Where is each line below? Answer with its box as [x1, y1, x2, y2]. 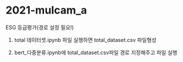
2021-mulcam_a [5, 4, 88, 17]
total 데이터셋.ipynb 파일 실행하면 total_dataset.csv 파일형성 [14, 36, 157, 43]
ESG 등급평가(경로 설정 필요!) [5, 24, 74, 31]
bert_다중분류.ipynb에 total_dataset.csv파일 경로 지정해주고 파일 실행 [14, 48, 178, 56]
